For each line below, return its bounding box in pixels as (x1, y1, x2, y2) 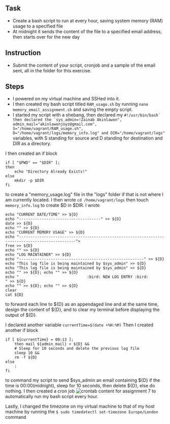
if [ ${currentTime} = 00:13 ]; (5, 337, 74, 343)
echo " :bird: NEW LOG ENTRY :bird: (5, 274, 149, 279)
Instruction (5, 48, 41, 58)
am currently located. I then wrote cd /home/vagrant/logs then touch (5, 197, 149, 203)
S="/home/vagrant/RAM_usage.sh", (12, 126, 84, 131)
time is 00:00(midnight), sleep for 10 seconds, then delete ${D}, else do (5, 383, 155, 389)
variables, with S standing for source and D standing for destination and (12, 135, 163, 142)
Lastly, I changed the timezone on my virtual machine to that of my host (5, 403, 155, 409)
